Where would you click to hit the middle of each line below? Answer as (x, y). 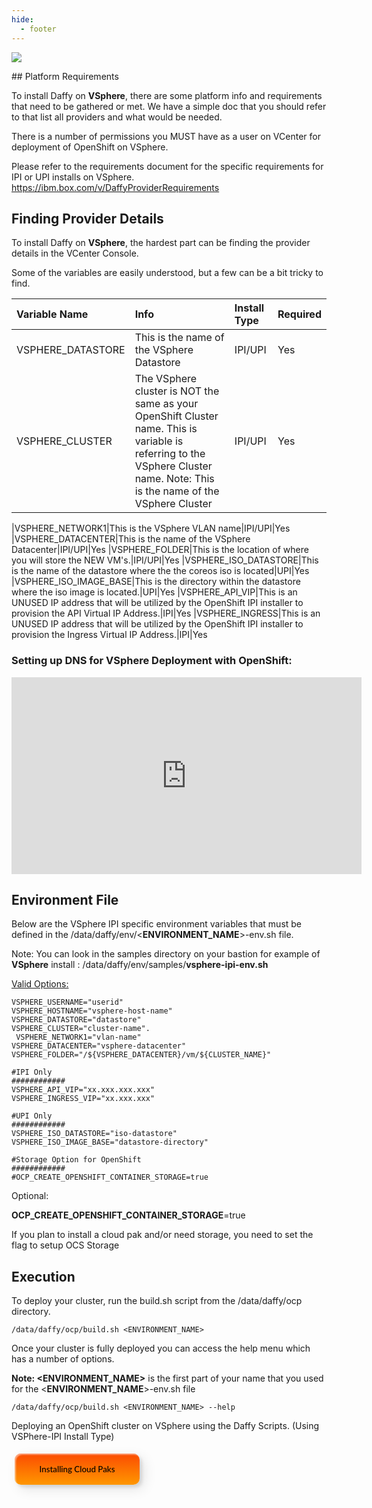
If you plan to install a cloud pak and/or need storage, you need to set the (162, 1235)
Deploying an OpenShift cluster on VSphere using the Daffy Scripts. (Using (165, 1426)
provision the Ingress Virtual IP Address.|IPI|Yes (109, 635)
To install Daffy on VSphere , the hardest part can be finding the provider (161, 243)
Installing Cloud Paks (77, 1469)
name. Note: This (174, 479)
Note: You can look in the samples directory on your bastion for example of (166, 954)
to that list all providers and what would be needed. (117, 117)
